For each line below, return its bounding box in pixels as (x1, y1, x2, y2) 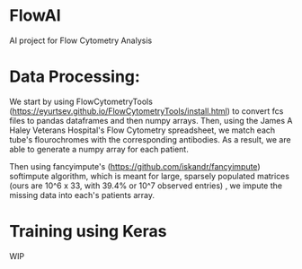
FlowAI (9, 5, 61, 26)
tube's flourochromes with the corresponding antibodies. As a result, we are (9, 134, 291, 144)
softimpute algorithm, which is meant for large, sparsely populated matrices (9, 170, 290, 181)
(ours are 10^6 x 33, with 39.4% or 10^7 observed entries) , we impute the (9, 180, 283, 191)
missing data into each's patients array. (9, 189, 155, 200)
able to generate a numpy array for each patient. (9, 143, 189, 154)
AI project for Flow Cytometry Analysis (9, 35, 153, 46)
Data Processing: (9, 66, 141, 87)
